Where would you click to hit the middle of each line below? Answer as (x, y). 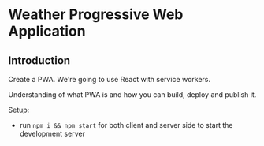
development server (52, 133)
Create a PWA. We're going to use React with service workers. (110, 79)
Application (47, 31)
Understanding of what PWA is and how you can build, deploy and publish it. (132, 95)
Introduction (39, 60)
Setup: (19, 110)
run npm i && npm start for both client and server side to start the (126, 125)
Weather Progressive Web (96, 15)
